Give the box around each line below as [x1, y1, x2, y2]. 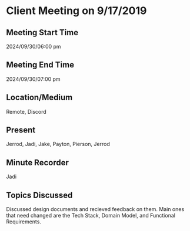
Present [6, 125, 36, 135]
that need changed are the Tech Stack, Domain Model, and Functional [6, 212, 175, 219]
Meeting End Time [6, 60, 75, 70]
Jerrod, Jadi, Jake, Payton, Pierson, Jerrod [6, 141, 110, 148]
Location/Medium [6, 93, 73, 103]
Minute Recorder [6, 157, 69, 168]
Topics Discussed [6, 190, 73, 200]
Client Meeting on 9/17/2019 [6, 4, 147, 18]
